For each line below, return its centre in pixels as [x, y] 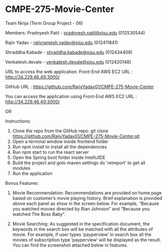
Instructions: [18, 121]
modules [21, 168]
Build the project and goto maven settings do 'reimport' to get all [79, 163]
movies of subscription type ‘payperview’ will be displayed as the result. [87, 239]
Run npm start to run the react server [50, 152]
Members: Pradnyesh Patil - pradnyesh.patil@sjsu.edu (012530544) [75, 33]
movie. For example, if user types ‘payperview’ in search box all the [82, 234]
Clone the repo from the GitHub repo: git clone [60, 131]
